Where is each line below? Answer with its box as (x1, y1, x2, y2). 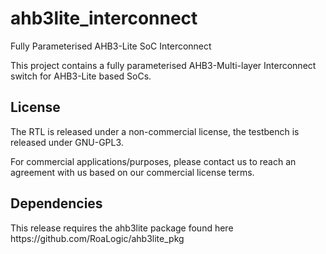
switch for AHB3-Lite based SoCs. (10, 70, 152, 82)
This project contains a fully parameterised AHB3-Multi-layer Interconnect (10, 59, 317, 71)
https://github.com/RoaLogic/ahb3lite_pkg (10, 232, 185, 244)
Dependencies (10, 195, 103, 212)
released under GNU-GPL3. (10, 136, 124, 148)
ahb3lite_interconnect (10, 7, 198, 30)
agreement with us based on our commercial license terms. (10, 166, 255, 178)
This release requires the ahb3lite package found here (10, 222, 234, 234)
